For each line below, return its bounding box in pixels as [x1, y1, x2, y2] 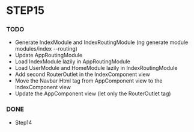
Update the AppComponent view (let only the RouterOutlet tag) [14, 90, 171, 97]
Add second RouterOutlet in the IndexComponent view [14, 71, 150, 78]
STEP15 [6, 4, 45, 17]
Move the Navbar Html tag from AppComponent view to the [14, 77, 163, 84]
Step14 [14, 119, 32, 126]
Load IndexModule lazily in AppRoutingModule [14, 58, 130, 65]
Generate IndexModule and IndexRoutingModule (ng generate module [14, 39, 189, 46]
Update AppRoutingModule [14, 52, 83, 59]
